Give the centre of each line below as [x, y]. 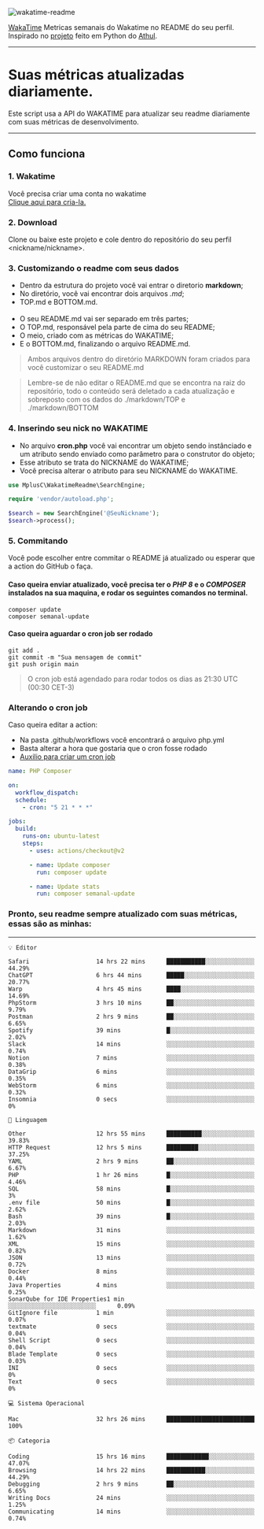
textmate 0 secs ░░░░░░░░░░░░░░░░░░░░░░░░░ [132, 1327]
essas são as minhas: [50, 924]
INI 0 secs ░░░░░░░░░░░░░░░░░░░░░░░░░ [132, 1368]
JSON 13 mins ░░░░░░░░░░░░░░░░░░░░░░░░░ [132, 1257]
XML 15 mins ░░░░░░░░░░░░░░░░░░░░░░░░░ [132, 1244]
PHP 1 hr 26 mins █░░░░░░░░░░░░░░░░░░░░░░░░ [132, 1175]
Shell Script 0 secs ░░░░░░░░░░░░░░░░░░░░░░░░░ [132, 1340]
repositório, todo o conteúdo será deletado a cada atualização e [131, 391]
